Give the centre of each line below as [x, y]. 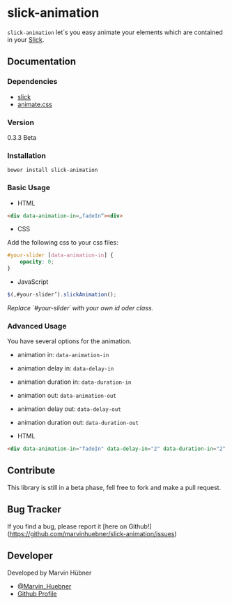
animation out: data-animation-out [67, 396]
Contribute [31, 471]
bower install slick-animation [53, 170]
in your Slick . [26, 39]
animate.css [34, 104]
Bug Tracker [34, 509]
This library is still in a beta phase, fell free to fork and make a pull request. [114, 487]
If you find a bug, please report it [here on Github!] [79, 526]
